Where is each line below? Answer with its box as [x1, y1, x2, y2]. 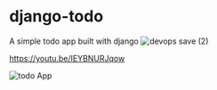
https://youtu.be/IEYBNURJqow [9, 53, 125, 63]
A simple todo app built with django [9, 36, 140, 46]
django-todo [9, 6, 104, 27]
